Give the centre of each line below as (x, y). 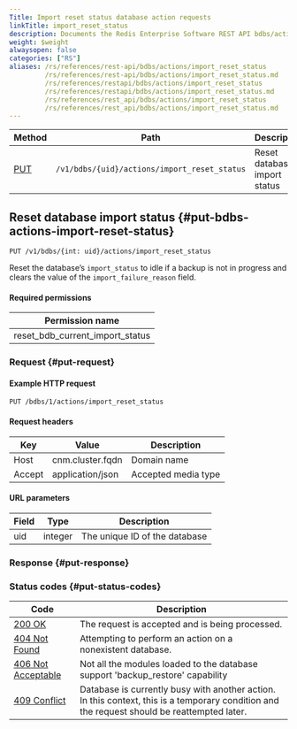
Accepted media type (176, 474)
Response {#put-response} (69, 563)
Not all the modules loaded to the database (168, 664)
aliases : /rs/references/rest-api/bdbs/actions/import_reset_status (138, 67)
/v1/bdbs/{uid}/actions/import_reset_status (151, 169)
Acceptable (38, 675)
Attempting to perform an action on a (156, 639)
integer (58, 536)
